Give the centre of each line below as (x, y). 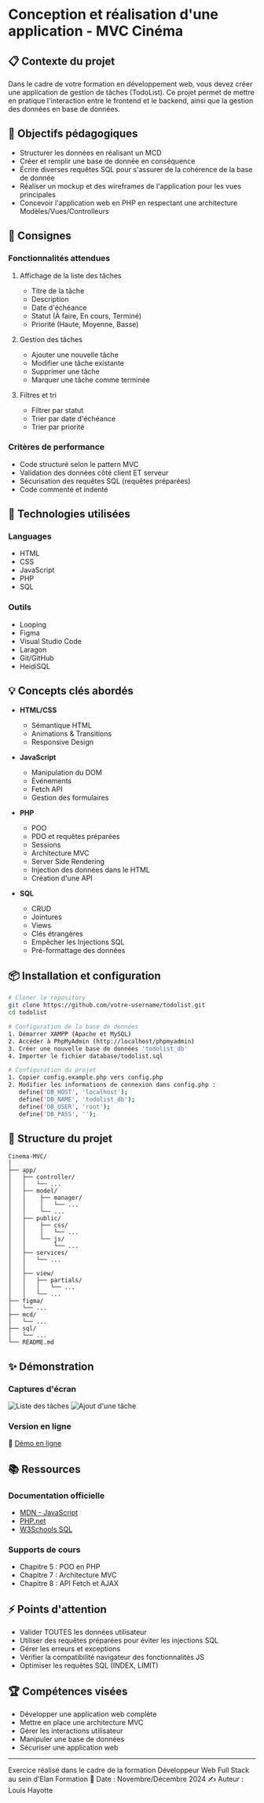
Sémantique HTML (62, 725)
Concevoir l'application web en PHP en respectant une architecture (128, 203)
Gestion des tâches (51, 339)
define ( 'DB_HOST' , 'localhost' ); (73, 1092)
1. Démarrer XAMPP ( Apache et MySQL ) (70, 1034)
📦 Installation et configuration (84, 975)
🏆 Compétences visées (68, 1691)
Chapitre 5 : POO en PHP (60, 1567)
